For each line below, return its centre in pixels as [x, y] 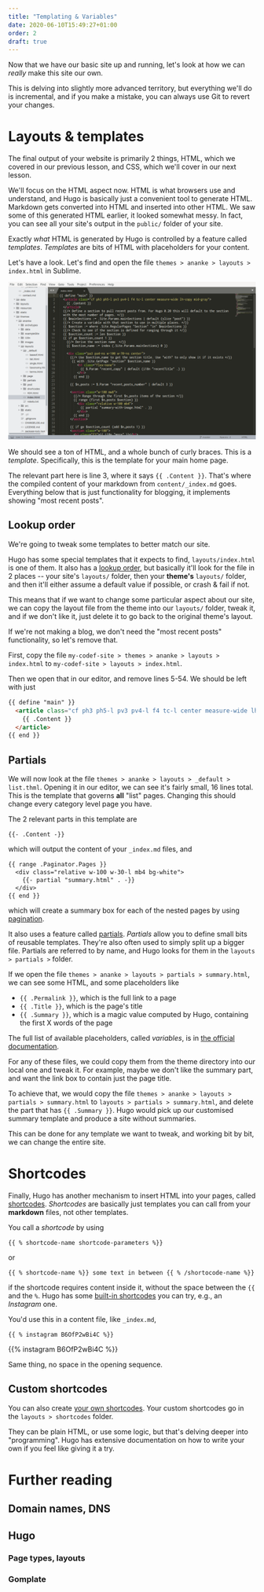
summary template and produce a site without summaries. [102, 1118]
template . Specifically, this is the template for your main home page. [119, 460]
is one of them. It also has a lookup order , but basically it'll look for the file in [132, 567]
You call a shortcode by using [56, 1228]
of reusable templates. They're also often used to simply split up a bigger [126, 942]
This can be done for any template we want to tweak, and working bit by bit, [131, 1134]
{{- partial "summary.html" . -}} [79, 880]
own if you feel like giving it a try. [62, 1448]
